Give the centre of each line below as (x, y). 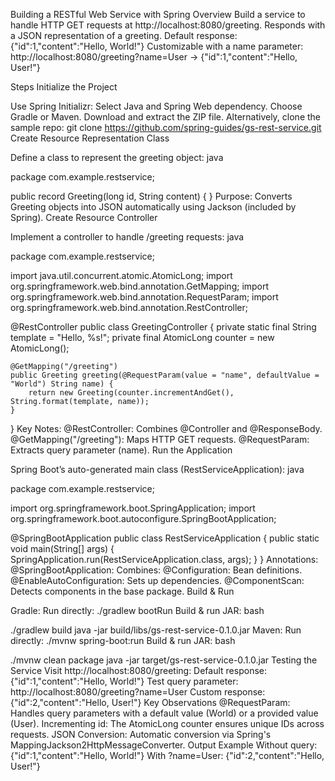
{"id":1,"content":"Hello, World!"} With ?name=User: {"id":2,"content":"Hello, (167, 755)
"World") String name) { (62, 384)
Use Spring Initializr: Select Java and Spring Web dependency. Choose (156, 106)
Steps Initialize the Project (64, 87)
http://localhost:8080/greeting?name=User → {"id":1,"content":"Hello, (154, 57)
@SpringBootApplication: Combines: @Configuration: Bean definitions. (156, 570)
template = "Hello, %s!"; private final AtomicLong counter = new (142, 337)
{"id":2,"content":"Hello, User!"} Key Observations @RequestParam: (150, 702)
